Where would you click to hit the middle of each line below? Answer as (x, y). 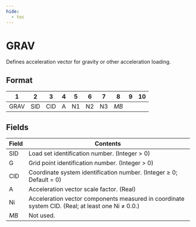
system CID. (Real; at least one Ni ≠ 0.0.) (84, 206)
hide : (13, 11)
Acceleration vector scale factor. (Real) (82, 189)
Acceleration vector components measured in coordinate (106, 199)
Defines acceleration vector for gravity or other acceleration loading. (88, 62)
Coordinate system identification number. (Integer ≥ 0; (103, 173)
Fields (17, 127)
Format (20, 80)
